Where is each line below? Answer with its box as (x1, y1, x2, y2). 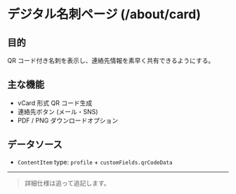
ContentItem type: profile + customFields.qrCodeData (17, 158, 173, 166)
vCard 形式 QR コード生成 (17, 99, 93, 107)
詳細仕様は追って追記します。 (24, 179, 110, 187)
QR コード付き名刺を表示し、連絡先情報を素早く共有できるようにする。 (7, 57, 215, 64)
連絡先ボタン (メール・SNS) (17, 107, 98, 116)
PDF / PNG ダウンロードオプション (17, 116, 118, 125)
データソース (7, 139, 63, 151)
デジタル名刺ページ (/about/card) (7, 6, 202, 22)
